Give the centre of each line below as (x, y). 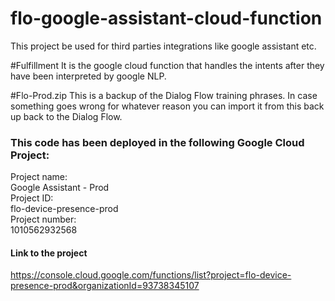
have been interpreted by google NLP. (88, 76)
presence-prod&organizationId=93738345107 (105, 286)
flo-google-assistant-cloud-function (166, 18)
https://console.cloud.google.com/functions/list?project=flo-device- (151, 275)
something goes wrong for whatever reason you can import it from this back (167, 106)
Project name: (39, 177)
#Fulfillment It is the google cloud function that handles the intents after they (167, 65)
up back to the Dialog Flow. (66, 116)
